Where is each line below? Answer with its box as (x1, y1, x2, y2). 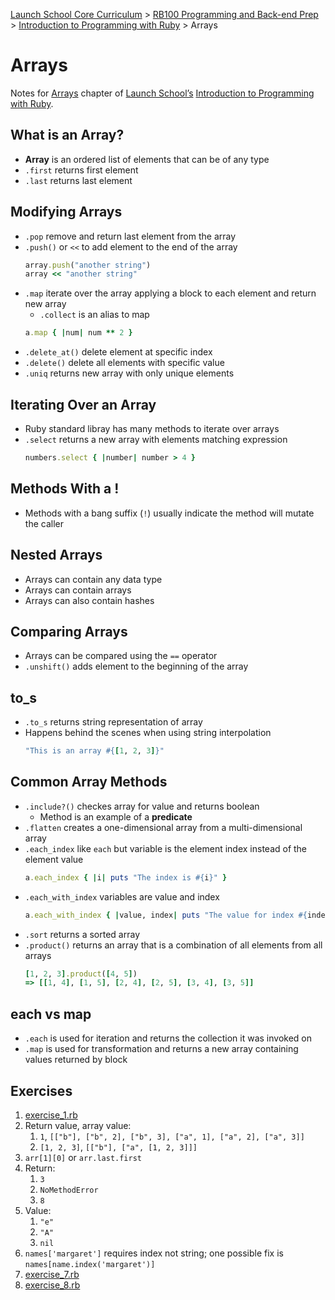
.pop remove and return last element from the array (24, 230, 237, 242)
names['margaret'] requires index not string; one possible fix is (24, 1247, 284, 1259)
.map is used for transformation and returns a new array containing (24, 1043, 299, 1055)
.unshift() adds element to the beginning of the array (24, 660, 249, 673)
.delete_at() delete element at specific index (24, 346, 213, 358)
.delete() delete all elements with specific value (24, 357, 225, 369)
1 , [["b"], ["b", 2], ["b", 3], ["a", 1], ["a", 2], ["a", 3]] (39, 1130, 305, 1142)
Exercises (10, 1082, 73, 1099)
